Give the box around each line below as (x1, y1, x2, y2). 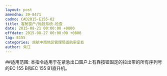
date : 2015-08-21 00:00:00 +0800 (5, 26, 75, 31)
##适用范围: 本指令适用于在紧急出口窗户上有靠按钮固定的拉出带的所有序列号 (5, 58, 162, 65)
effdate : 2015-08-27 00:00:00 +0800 (5, 30, 81, 35)
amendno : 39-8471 (5, 12, 41, 17)
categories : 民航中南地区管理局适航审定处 (5, 40, 84, 45)
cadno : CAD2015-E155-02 (5, 16, 55, 21)
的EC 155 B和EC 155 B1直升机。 (5, 65, 70, 71)
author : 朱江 (5, 44, 31, 49)
